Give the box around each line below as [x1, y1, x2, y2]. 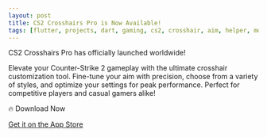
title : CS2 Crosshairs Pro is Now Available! [8, 19, 161, 27]
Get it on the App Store [8, 120, 83, 129]
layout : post [8, 11, 52, 20]
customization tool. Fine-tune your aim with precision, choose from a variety [8, 72, 258, 82]
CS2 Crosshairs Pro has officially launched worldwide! [8, 48, 186, 58]
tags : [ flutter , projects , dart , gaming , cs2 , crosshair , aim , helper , [8, 26, 251, 34]
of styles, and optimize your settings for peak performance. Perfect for [8, 80, 240, 89]
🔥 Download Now [8, 104, 66, 113]
